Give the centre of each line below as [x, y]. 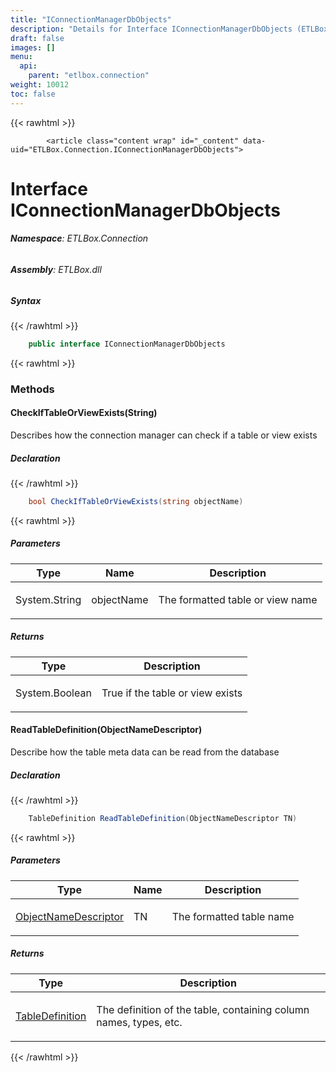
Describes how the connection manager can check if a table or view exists [164, 435]
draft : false [37, 38]
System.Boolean [53, 693]
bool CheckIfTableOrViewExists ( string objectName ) [136, 501]
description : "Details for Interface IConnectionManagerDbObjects [151, 29]
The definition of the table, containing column [203, 1009]
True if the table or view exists [172, 693]
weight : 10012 [40, 85]
